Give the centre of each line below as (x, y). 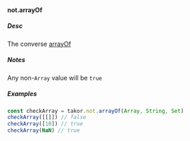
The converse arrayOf (39, 44)
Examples (22, 94)
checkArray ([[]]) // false (47, 117)
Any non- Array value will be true (55, 78)
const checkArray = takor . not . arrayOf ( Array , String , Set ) (96, 111)
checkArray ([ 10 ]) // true (45, 124)
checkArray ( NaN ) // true (44, 130)
